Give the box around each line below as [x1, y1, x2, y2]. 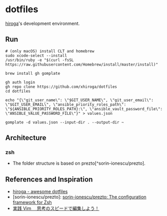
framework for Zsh [12, 199, 52, 205]
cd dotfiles [5, 88, 31, 94]
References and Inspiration [5, 175, 93, 183]
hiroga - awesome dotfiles [12, 189, 68, 195]
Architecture [5, 134, 47, 142]
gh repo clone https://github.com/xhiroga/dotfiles [5, 84, 117, 89]
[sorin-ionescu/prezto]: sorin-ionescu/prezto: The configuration [12, 194, 147, 200]
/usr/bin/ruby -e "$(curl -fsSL [5, 57, 74, 63]
